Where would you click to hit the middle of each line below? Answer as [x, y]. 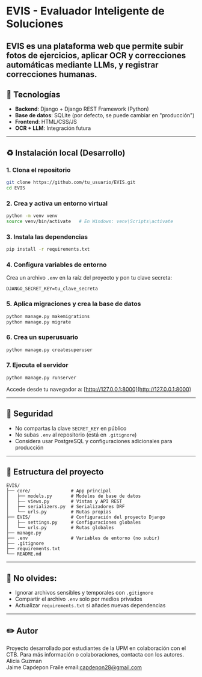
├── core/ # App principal [59, 491]
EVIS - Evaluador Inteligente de [85, 11]
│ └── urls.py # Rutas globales [60, 528]
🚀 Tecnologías [33, 94]
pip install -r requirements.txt [48, 250]
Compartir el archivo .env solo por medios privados [78, 599]
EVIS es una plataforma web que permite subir [95, 46]
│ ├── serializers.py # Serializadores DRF [66, 507]
